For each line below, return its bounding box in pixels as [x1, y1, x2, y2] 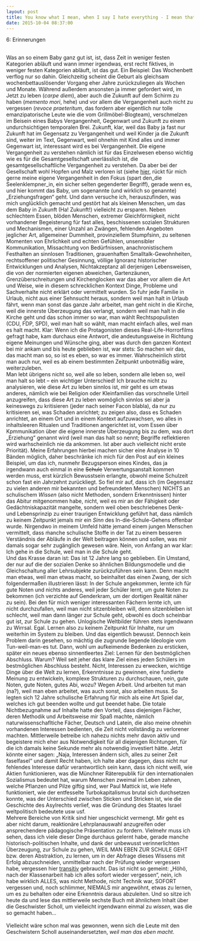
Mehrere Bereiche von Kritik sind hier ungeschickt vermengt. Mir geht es [6, 815, 185, 822]
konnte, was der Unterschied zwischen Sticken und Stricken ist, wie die [6, 795, 182, 803]
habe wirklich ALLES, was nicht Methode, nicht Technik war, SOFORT [6, 878, 177, 885]
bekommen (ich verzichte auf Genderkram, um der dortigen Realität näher [6, 593, 187, 600]
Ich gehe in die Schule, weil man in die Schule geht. [6, 548, 133, 555]
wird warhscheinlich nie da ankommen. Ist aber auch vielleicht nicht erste [6, 441, 186, 448]
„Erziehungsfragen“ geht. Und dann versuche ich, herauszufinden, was [6, 193, 181, 200]
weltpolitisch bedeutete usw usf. [6, 808, 86, 815]
